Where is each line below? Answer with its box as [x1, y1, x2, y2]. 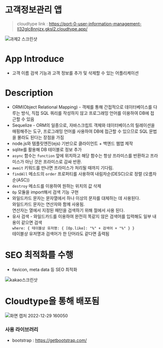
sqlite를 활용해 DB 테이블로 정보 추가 [12, 146, 82, 152]
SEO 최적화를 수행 [5, 250, 74, 261]
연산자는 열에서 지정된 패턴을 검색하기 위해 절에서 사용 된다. [12, 207, 125, 213]
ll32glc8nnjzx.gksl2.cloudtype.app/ [16, 26, 88, 32]
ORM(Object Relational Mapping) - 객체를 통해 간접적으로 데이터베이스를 [12, 104, 152, 110]
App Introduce [5, 53, 65, 65]
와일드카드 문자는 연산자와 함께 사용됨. [12, 201, 85, 207]
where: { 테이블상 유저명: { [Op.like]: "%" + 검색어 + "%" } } [12, 226, 135, 231]
